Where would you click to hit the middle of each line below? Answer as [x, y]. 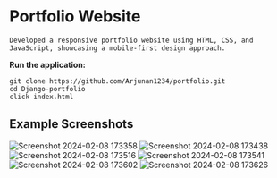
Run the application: [48, 64]
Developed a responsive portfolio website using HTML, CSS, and [131, 40]
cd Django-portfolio [48, 89]
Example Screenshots [71, 124]
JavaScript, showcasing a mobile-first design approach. [118, 48]
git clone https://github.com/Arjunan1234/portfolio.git [118, 81]
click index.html [42, 97]
